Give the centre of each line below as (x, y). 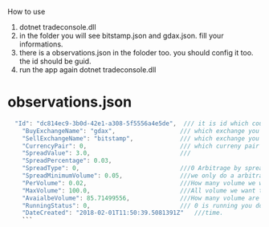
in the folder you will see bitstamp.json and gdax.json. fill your (121, 36)
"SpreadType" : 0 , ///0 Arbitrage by (132, 168)
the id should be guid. (55, 61)
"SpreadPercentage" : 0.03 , (67, 161)
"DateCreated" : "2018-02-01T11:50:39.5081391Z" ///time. (123, 213)
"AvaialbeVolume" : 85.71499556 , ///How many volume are (141, 198)
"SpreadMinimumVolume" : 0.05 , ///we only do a (128, 176)
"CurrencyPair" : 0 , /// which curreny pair (141, 146)
